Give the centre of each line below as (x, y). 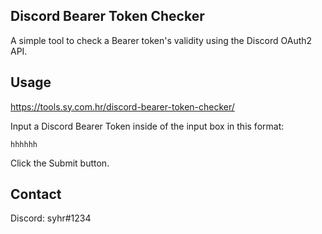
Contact (36, 194)
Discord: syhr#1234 (51, 218)
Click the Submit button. (60, 163)
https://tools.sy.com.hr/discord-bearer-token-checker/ (122, 106)
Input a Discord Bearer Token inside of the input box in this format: (147, 126)
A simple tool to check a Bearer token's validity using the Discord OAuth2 (161, 40)
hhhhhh (24, 144)
